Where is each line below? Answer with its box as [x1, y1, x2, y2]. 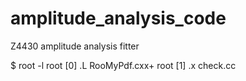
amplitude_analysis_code [10, 7, 227, 30]
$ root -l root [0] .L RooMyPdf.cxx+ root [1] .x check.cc [10, 59, 237, 71]
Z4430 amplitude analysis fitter [10, 40, 140, 52]
